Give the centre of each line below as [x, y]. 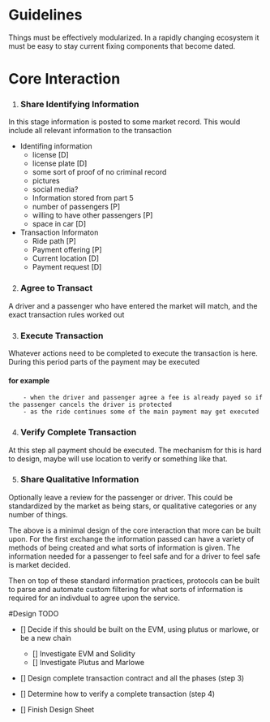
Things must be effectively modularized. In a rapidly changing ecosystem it [134, 37]
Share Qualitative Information [79, 479]
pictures [46, 181]
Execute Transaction [62, 335]
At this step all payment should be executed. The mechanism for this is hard [135, 450]
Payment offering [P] [67, 250]
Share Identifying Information [79, 105]
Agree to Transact [56, 288]
